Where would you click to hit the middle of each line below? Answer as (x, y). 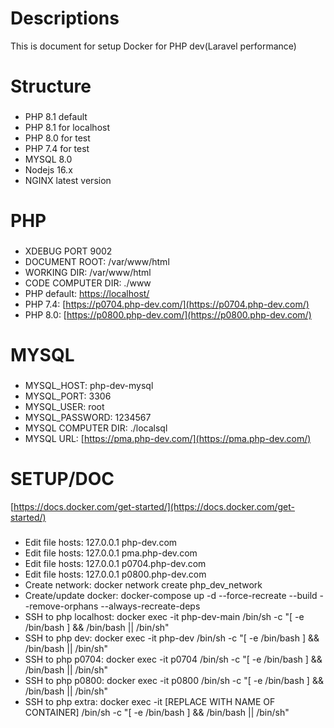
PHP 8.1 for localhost (67, 128)
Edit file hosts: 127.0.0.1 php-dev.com (101, 543)
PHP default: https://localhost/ (87, 294)
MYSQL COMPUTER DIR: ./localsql (96, 428)
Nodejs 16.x (48, 170)
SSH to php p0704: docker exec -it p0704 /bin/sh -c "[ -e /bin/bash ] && (173, 659)
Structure (51, 86)
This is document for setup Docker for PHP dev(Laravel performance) (153, 46)
